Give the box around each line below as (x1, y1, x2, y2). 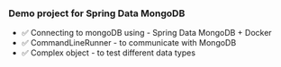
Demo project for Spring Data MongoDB (8, 7, 186, 20)
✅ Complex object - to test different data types (21, 47, 195, 58)
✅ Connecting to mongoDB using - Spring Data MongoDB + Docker (21, 28, 272, 38)
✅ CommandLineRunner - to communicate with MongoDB (21, 38, 237, 48)
